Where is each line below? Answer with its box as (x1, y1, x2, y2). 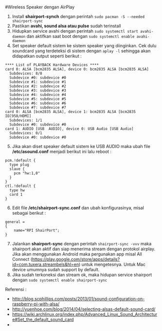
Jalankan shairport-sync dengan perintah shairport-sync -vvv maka (12, 241, 152, 246)
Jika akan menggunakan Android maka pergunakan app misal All (12, 251, 142, 257)
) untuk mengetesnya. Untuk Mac (78, 261, 146, 267)
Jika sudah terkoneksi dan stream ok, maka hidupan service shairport (12, 272, 152, 277)
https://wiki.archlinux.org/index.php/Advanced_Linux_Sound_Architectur (12, 312, 158, 317)
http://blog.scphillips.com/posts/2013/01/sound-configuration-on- (12, 296, 145, 301)
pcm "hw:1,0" (14, 171, 40, 176)
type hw (9, 188, 25, 193)
